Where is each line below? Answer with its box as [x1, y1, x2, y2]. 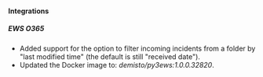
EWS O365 [8, 24, 45, 33]
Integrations [8, 6, 49, 16]
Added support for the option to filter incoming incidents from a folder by [19, 44, 256, 53]
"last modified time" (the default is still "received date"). [19, 51, 200, 61]
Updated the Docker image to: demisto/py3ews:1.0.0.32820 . [19, 60, 214, 69]
